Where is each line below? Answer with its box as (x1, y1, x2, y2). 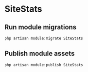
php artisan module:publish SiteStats (4, 62, 83, 67)
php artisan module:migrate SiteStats (4, 36, 83, 41)
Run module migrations (4, 23, 77, 31)
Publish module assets (4, 49, 75, 58)
